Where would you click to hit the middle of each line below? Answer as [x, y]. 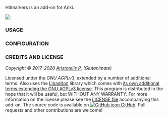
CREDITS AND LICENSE [34, 57]
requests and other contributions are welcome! [54, 110]
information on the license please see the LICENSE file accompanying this [82, 100]
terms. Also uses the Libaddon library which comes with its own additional [82, 84]
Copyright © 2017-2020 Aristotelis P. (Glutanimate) [59, 68]
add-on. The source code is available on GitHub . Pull [75, 105]
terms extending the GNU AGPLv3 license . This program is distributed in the [84, 89]
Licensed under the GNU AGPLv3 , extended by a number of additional [78, 78]
